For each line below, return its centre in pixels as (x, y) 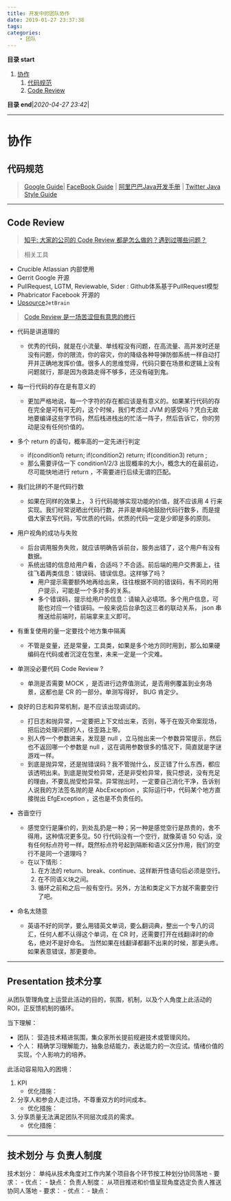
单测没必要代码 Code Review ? (60, 668)
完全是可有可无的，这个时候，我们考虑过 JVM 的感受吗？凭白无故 (126, 409)
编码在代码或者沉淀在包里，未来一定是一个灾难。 (97, 654)
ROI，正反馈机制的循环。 (42, 1008)
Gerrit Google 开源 (43, 277)
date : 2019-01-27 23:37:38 (46, 20)
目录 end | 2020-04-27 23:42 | (48, 104)
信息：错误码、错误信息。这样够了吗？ (112, 573)
